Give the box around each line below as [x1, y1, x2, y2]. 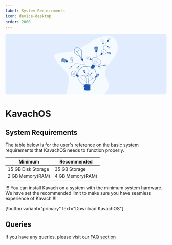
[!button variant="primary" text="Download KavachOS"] [5, 205, 124, 211]
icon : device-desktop [5, 13, 52, 19]
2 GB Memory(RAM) [7, 173, 51, 179]
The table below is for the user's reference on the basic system [5, 141, 139, 148]
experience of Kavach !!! [5, 195, 57, 201]
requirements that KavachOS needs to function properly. [5, 147, 124, 153]
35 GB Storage [54, 166, 86, 172]
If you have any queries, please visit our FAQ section [5, 234, 116, 240]
